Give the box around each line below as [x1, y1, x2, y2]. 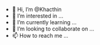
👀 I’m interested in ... [12, 12, 64, 19]
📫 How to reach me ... [12, 32, 68, 39]
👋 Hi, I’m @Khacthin [12, 6, 62, 13]
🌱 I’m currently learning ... [12, 19, 77, 26]
